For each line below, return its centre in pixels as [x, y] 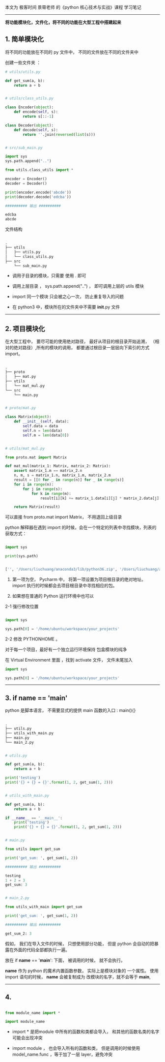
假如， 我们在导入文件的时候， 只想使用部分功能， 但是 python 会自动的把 [80, 943]
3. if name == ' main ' [36, 698]
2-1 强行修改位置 [22, 606]
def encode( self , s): [36, 112]
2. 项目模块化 [25, 329]
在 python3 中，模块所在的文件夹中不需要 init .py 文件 [66, 307]
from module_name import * [33, 1013]
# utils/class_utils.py [29, 98]
